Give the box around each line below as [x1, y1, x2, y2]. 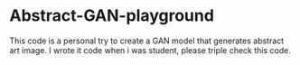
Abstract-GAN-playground [9, 5, 215, 26]
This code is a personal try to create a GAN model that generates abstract [9, 35, 285, 46]
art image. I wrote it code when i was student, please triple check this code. [9, 44, 291, 55]
